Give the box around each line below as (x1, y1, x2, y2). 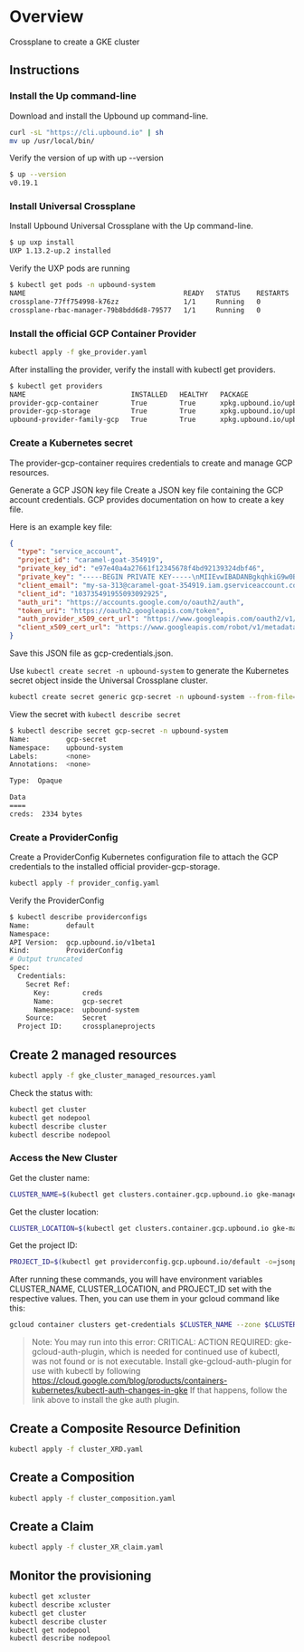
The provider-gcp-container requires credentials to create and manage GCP (9, 457, 293, 468)
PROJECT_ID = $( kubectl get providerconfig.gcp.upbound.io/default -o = (9, 1257, 278, 1267)
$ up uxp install (9, 238, 75, 247)
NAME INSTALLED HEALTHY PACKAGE (9, 389, 249, 399)
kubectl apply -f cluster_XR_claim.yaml (9, 1542, 165, 1552)
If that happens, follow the (189, 1385, 288, 1396)
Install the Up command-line (9, 90, 138, 102)
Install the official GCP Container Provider (9, 327, 197, 340)
